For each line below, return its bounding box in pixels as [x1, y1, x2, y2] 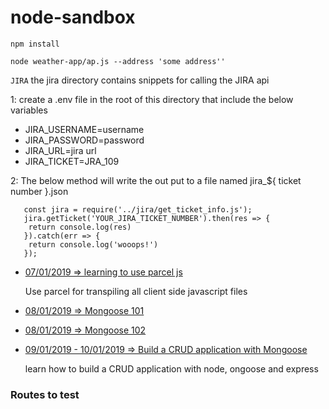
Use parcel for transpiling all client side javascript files [24, 285, 248, 297]
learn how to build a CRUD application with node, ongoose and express [24, 362, 319, 375]
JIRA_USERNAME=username [24, 123, 145, 135]
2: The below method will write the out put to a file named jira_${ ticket [10, 174, 302, 186]
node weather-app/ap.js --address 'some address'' [10, 56, 226, 66]
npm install [10, 39, 60, 49]
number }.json [10, 185, 69, 197]
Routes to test [10, 387, 80, 401]
